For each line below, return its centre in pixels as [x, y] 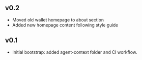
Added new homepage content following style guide [65, 25]
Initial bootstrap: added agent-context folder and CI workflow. [75, 52]
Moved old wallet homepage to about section [58, 20]
